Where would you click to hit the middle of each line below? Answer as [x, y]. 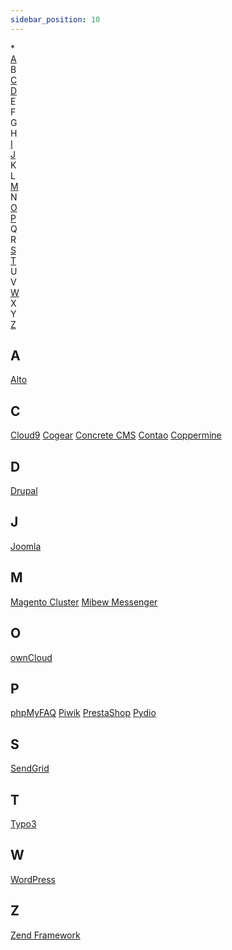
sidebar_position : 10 [55, 19]
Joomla [26, 546]
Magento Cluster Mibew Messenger [84, 602]
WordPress [33, 879]
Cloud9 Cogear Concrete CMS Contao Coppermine [116, 435]
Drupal [24, 491]
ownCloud [31, 657]
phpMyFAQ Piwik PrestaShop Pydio [83, 713]
